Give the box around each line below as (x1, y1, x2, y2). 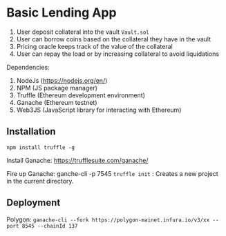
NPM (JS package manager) (16, 83, 98, 92)
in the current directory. (6, 177, 74, 185)
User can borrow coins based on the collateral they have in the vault (16, 35, 211, 43)
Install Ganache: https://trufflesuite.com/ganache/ (6, 156, 149, 164)
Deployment (6, 197, 61, 208)
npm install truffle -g (6, 144, 75, 151)
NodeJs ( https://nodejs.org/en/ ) (16, 76, 108, 84)
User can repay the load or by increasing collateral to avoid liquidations (16, 50, 219, 58)
